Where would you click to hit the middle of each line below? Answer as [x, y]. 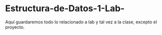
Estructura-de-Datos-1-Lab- [65, 9]
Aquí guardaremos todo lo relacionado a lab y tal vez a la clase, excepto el [81, 22]
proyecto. [15, 27]
